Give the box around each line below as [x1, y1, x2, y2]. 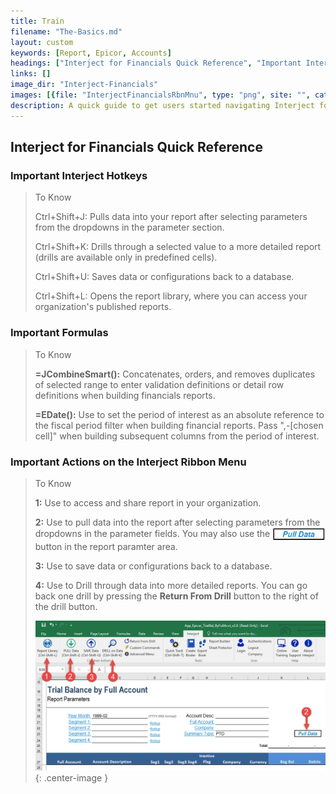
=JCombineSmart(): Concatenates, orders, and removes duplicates [34, 368, 316, 380]
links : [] [10, 69, 52, 79]
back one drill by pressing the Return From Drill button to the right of [34, 590, 319, 602]
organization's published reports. [34, 301, 172, 313]
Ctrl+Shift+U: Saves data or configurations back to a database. [34, 271, 295, 283]
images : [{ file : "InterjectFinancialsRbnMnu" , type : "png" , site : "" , [10, 90, 311, 100]
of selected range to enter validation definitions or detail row [34, 378, 285, 390]
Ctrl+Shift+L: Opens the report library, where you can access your [34, 290, 308, 302]
